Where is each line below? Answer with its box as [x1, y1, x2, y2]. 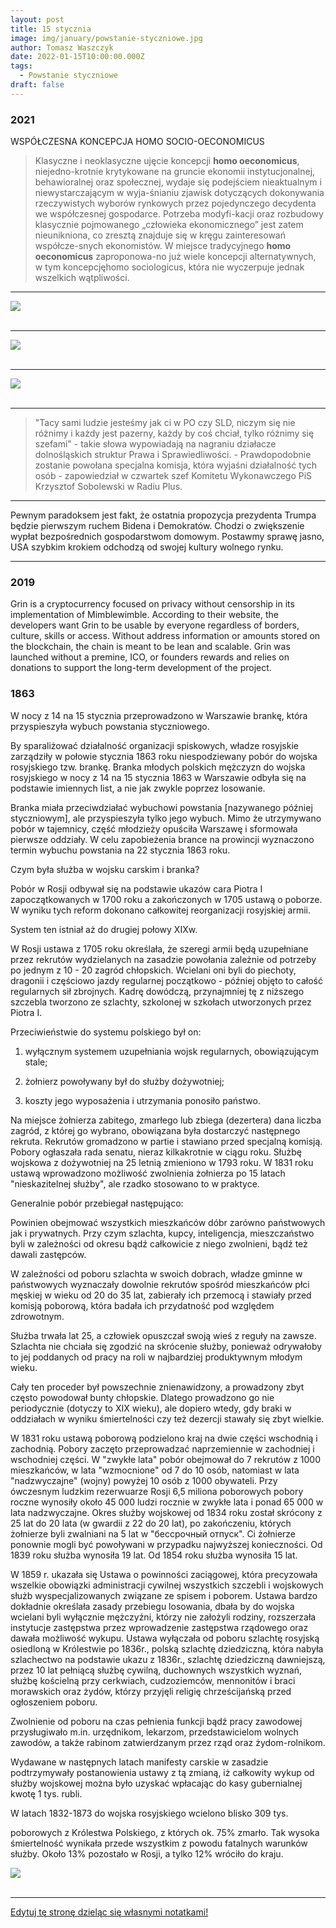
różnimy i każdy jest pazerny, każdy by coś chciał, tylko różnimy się [34, 427, 315, 440]
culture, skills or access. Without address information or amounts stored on [10, 630, 321, 642]
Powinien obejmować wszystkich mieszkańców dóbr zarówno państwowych [10, 1216, 326, 1228]
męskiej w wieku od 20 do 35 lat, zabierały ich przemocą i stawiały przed [10, 1289, 312, 1301]
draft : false [10, 80, 65, 90]
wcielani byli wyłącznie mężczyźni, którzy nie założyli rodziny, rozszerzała [10, 1611, 317, 1623]
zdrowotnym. [10, 1310, 65, 1322]
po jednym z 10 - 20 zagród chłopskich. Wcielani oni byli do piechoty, [10, 964, 297, 976]
